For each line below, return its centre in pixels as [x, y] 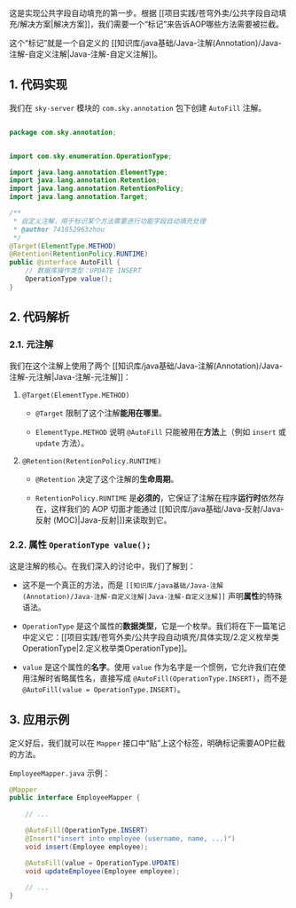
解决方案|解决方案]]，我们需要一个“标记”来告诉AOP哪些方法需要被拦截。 [152, 24]
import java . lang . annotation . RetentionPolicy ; [97, 189]
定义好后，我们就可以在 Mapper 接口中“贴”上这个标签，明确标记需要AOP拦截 [147, 743]
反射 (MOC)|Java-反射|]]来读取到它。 [103, 520]
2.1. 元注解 [31, 344]
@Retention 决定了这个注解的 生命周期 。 [107, 478]
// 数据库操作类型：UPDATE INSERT [83, 271]
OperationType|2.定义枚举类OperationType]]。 [107, 648]
